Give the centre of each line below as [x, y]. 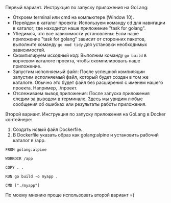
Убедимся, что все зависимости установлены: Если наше [76, 33]
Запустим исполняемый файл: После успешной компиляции [79, 72]
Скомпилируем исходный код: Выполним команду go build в [80, 55]
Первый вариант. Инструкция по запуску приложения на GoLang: [77, 7]
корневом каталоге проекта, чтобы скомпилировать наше [76, 61]
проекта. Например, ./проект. [45, 88]
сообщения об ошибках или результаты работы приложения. [79, 104]
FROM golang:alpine [26, 150]
